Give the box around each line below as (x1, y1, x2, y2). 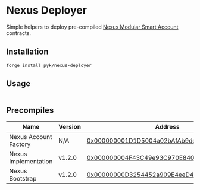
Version (58, 123, 82, 131)
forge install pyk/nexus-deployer (6, 62, 92, 68)
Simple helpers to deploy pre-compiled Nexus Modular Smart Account (6, 23, 179, 30)
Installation (6, 47, 49, 57)
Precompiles (6, 105, 54, 115)
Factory (9, 140, 31, 148)
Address (155, 123, 180, 131)
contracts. (6, 29, 32, 36)
